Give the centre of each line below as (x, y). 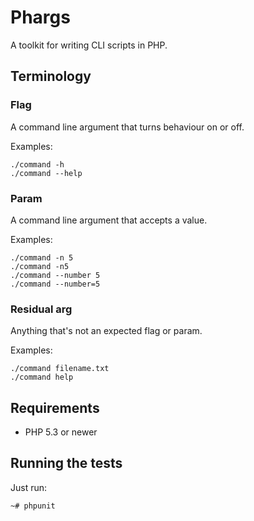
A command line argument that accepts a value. (109, 220)
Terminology (51, 76)
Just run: (29, 487)
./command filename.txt (60, 369)
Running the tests (66, 463)
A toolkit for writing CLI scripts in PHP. (89, 45)
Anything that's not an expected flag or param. (106, 331)
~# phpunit (33, 506)
